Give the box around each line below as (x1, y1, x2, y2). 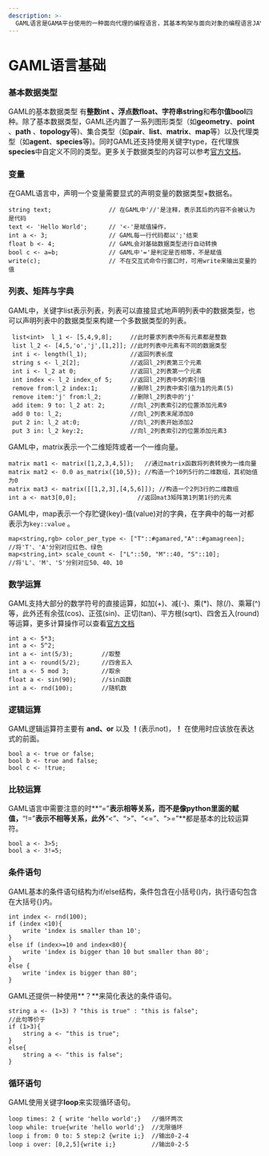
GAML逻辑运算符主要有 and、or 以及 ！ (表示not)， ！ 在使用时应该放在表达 (8, 724, 255, 734)
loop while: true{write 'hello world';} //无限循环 (8, 1124, 183, 1132)
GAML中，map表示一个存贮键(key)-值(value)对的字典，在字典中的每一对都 (8, 509, 255, 518)
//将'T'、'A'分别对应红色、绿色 (8, 543, 103, 551)
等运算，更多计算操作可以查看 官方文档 (8, 619, 134, 628)
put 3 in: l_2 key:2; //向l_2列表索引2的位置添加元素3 (11, 427, 227, 435)
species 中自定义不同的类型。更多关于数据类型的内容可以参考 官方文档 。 (8, 146, 246, 156)
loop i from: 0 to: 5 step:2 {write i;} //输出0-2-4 (8, 1132, 190, 1140)
